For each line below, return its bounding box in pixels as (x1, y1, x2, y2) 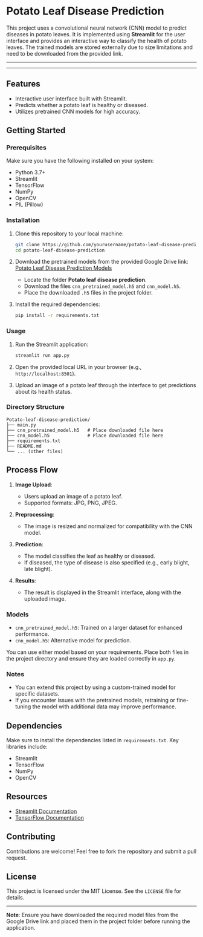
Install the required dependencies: (14, 301, 101, 308)
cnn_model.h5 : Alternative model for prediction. (14, 636, 132, 644)
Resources (6, 791, 48, 802)
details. (6, 894, 25, 901)
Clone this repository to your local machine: (14, 230, 124, 237)
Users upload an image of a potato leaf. (24, 492, 123, 500)
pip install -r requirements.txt (14, 313, 100, 319)
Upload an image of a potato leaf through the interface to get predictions (14, 381, 196, 388)
